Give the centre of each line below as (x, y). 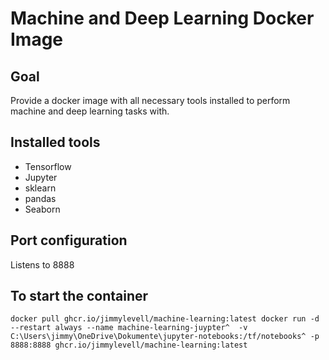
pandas (40, 198)
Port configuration (69, 240)
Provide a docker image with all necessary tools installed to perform (150, 100)
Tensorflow (48, 166)
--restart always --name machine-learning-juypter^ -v (129, 328)
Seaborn (42, 209)
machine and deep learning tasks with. (90, 111)
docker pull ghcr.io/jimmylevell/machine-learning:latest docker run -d (165, 319)
